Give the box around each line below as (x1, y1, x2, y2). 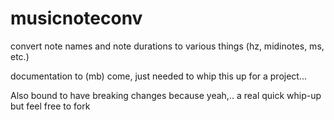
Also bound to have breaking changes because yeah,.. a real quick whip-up (10, 89, 322, 101)
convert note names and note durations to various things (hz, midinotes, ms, (10, 40, 325, 52)
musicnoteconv (10, 7, 143, 30)
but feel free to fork (10, 100, 91, 112)
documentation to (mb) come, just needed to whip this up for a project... (10, 70, 308, 82)
